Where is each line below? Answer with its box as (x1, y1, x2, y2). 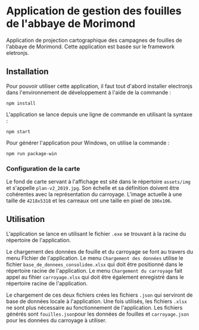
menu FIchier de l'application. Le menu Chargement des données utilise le (6, 254, 184, 261)
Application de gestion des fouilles (6, 4, 182, 18)
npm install (6, 100, 36, 106)
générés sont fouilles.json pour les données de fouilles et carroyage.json (6, 310, 189, 317)
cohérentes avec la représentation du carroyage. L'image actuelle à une (6, 191, 182, 198)
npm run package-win (6, 150, 58, 156)
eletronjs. (6, 49, 29, 56)
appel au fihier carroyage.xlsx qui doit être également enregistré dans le (6, 273, 184, 280)
